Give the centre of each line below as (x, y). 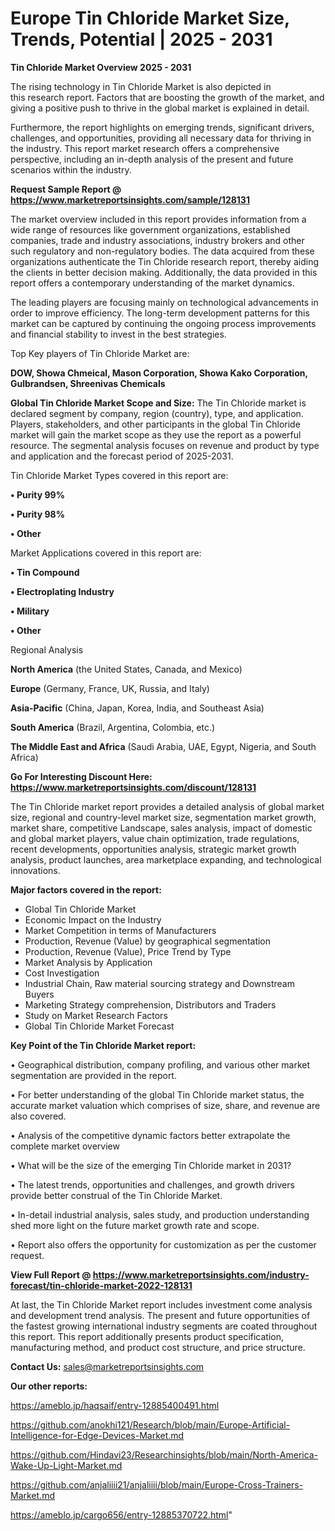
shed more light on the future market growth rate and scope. (135, 1225)
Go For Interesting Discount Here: (81, 776)
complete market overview (65, 1146)
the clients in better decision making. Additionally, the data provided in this (164, 272)
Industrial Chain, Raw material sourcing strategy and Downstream (159, 983)
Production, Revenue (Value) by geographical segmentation (148, 941)
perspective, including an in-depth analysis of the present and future (152, 159)
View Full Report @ (51, 1274)
